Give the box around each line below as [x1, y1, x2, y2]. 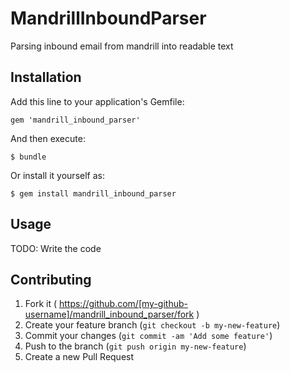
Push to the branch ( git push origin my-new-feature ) [24, 340, 247, 352]
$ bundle [10, 152, 47, 162]
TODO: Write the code [10, 242, 102, 254]
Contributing [10, 271, 92, 288]
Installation [10, 69, 82, 86]
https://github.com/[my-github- [58, 298, 188, 310]
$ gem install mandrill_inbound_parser [10, 188, 177, 199]
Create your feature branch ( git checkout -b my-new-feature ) [24, 319, 281, 331]
